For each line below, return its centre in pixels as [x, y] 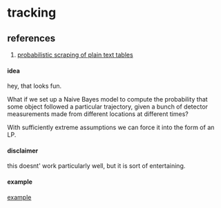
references [31, 38]
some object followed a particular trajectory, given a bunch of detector [108, 107]
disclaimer [23, 151]
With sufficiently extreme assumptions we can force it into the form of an [111, 127]
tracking [32, 13]
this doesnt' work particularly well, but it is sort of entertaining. [96, 166]
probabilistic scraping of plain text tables [75, 55]
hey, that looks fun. [35, 86]
